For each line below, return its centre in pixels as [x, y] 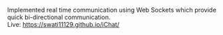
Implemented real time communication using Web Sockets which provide [112, 10]
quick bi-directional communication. [59, 17]
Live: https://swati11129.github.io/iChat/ [63, 24]
